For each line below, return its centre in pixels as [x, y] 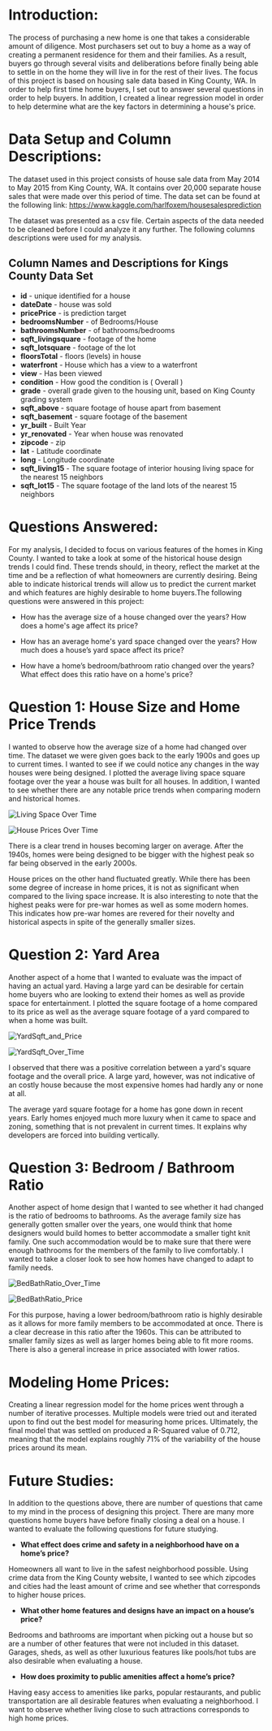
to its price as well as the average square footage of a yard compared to [129, 1012]
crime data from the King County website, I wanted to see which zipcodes [132, 1578]
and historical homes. [45, 798]
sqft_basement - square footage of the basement [104, 417]
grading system [46, 399]
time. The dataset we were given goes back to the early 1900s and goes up [134, 755]
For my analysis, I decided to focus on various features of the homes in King [136, 549]
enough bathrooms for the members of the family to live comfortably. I [126, 1250]
